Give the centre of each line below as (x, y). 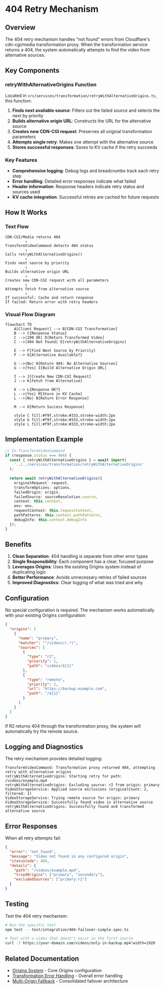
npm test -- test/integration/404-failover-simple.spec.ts (67, 930)
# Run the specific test (31, 925)
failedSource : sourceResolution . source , (56, 497)
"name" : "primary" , (38, 638)
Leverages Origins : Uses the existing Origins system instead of (77, 567)
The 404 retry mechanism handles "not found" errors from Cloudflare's (78, 39)
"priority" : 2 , (42, 684)
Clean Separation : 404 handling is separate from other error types (80, 556)
